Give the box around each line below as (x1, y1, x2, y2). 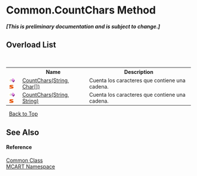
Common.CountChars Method (6, 4, 157, 17)
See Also (6, 127, 39, 137)
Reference (6, 144, 32, 151)
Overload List (6, 40, 56, 50)
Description (124, 69, 154, 76)
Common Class (6, 157, 43, 164)
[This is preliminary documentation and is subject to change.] (6, 23, 160, 30)
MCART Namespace (6, 163, 56, 170)
